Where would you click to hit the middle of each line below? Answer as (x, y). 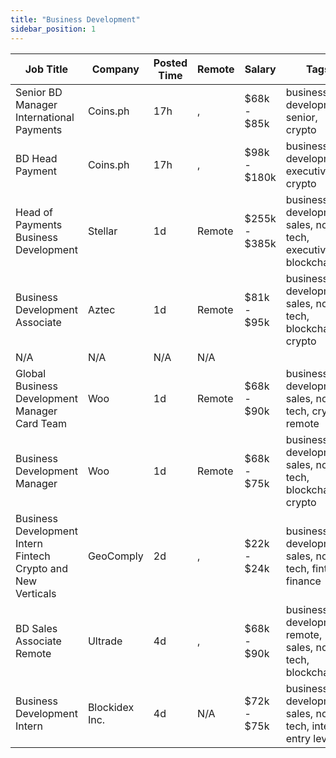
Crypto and (41, 568)
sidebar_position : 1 (53, 29)
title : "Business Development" (75, 19)
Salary (260, 69)
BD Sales (36, 628)
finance (303, 581)
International (45, 117)
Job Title (46, 69)
